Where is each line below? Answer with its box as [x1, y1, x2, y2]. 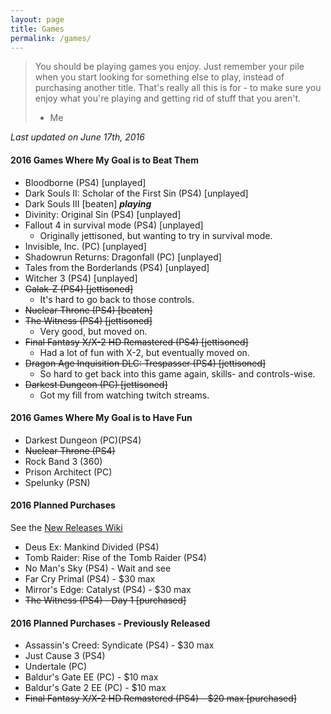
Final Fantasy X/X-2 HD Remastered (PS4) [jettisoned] [24, 336, 249, 348]
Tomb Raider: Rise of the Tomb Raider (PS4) [24, 551, 207, 563]
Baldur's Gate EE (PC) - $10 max [24, 671, 159, 683]
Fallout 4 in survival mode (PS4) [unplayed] [24, 219, 204, 231]
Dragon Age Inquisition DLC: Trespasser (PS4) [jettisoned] [24, 357, 267, 369]
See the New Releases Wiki [10, 521, 123, 533]
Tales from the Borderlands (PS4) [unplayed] [24, 261, 210, 273]
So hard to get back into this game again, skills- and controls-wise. [39, 367, 316, 380]
